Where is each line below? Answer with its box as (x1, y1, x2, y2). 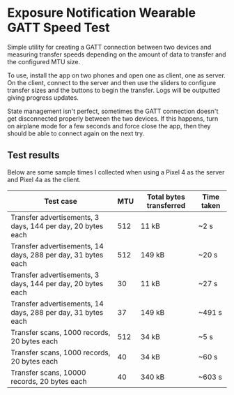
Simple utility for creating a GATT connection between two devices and (7, 43, 212, 51)
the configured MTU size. (7, 57, 81, 66)
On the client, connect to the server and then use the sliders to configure (7, 78, 217, 87)
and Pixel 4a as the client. (7, 175, 81, 184)
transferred (146, 200, 186, 210)
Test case (44, 196, 78, 206)
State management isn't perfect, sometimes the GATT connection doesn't (7, 107, 219, 115)
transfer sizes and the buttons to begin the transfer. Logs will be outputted (7, 86, 221, 94)
